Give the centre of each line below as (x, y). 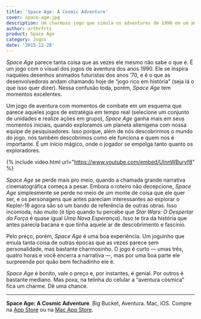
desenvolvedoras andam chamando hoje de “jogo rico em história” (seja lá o (100, 81)
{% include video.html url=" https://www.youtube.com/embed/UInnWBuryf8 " (100, 162)
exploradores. (23, 150)
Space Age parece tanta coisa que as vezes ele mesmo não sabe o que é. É (100, 62)
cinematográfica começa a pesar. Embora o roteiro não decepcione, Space (99, 186)
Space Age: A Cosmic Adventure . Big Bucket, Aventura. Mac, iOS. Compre (99, 303)
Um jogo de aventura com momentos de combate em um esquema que (94, 106)
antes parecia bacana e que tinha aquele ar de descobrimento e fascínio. (96, 224)
